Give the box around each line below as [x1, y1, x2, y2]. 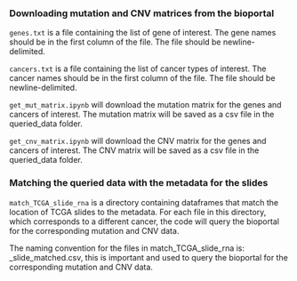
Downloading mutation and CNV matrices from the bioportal [9, 7, 275, 20]
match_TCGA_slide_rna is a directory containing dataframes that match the [9, 197, 279, 207]
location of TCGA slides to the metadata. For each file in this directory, [9, 206, 267, 217]
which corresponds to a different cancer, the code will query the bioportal [9, 216, 280, 227]
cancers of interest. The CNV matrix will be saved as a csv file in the [9, 145, 260, 156]
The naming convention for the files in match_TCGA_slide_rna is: [9, 243, 245, 253]
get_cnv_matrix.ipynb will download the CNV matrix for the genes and [9, 136, 267, 147]
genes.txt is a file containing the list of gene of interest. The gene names [9, 28, 277, 38]
